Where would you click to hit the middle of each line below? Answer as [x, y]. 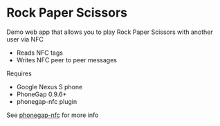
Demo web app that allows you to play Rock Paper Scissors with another [110, 32]
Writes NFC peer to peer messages [67, 60]
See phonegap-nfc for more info [53, 115]
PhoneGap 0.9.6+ [42, 94]
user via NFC [25, 39]
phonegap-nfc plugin [47, 101]
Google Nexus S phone [49, 87]
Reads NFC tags [40, 53]
